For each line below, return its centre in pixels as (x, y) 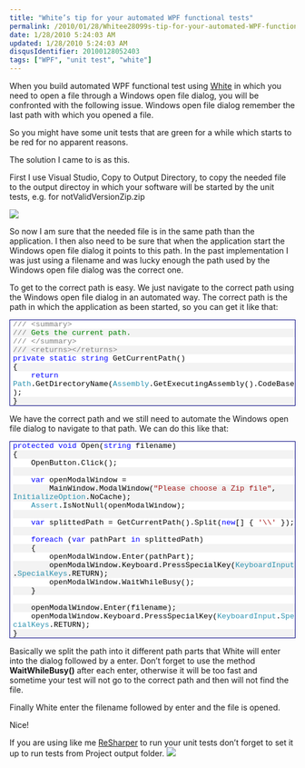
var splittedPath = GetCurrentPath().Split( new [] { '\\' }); (163, 523)
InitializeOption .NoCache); (72, 497)
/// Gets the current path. (72, 333)
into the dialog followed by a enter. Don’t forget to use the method (133, 661)
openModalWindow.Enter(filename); (103, 608)
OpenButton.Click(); (74, 463)
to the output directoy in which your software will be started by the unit (142, 187)
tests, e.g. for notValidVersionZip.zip (77, 197)
